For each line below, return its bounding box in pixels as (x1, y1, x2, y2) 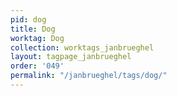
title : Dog (10, 24, 56, 34)
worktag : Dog (10, 33, 65, 43)
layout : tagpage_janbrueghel (10, 52, 132, 62)
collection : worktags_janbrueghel (10, 42, 155, 53)
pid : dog (10, 14, 47, 25)
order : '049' (10, 61, 65, 71)
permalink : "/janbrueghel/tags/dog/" (10, 71, 168, 81)
